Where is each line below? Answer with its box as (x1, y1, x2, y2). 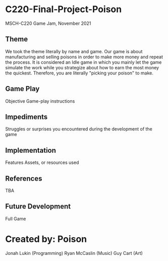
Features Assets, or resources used (5, 159, 79, 165)
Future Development (5, 202, 71, 211)
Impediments (5, 112, 48, 121)
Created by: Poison (5, 234, 87, 245)
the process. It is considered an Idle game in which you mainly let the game (5, 59, 162, 65)
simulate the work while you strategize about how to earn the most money (5, 64, 159, 70)
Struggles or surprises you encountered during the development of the (5, 126, 152, 132)
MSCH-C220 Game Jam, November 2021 (5, 20, 91, 26)
